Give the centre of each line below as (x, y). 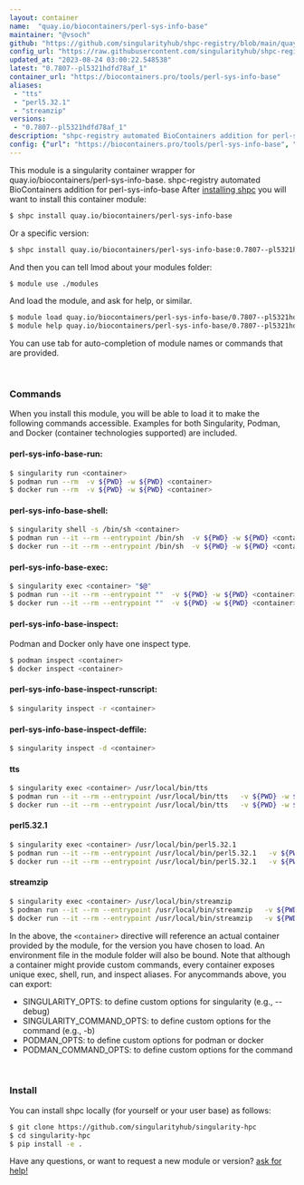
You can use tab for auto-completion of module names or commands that (146, 343)
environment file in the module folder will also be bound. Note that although (150, 955)
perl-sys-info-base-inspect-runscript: (84, 690)
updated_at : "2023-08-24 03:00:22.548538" (90, 60)
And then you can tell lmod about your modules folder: (111, 267)
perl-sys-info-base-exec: (59, 567)
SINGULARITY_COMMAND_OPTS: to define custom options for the (147, 1021)
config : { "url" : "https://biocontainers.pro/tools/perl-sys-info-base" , (149, 144)
